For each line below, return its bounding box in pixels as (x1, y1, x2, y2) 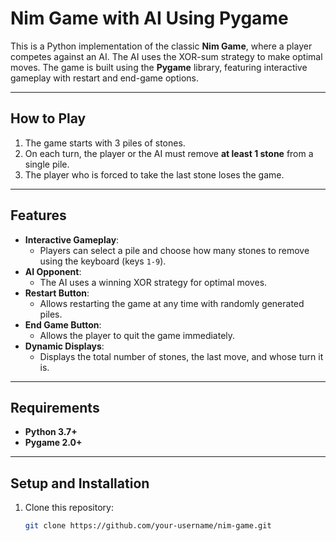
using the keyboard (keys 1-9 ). (39, 255, 167, 267)
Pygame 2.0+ (24, 437, 83, 449)
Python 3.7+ (24, 426, 78, 438)
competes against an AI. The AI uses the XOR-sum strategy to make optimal (10, 50, 323, 62)
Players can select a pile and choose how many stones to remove (39, 244, 310, 256)
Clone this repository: (24, 502, 114, 514)
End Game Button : (24, 318, 102, 331)
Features (10, 207, 67, 224)
